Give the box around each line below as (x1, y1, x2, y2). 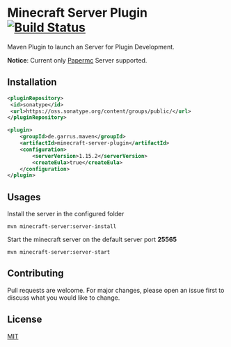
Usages (7, 191, 41, 203)
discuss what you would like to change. (7, 293, 120, 302)
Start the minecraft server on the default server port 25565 (7, 235, 177, 244)
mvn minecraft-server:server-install (7, 223, 117, 230)
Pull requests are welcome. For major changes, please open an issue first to (7, 286, 225, 294)
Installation (7, 76, 57, 88)
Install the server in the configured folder (7, 210, 125, 218)
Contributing (7, 268, 64, 280)
